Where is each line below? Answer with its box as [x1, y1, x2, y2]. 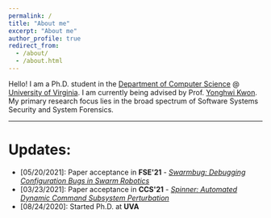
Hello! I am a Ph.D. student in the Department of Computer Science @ [8, 78, 240, 89]
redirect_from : [8, 42, 60, 50]
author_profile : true [8, 34, 81, 43]
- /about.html [15, 57, 63, 65]
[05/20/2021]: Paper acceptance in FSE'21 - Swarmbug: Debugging [19, 167, 246, 177]
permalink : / [8, 11, 52, 20]
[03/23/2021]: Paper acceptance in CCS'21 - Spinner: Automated [19, 184, 238, 194]
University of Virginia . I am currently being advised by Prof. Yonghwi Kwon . [8, 87, 258, 97]
